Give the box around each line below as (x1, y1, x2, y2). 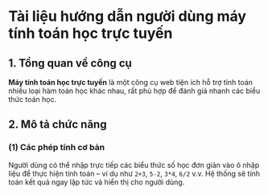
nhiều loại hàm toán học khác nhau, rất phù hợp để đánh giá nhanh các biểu (8, 86, 261, 95)
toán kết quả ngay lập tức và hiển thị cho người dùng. (8, 177, 185, 187)
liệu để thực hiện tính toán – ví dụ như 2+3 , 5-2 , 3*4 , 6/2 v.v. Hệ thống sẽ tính (8, 169, 260, 178)
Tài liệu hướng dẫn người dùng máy (8, 7, 247, 26)
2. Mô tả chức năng (8, 118, 107, 132)
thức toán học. (8, 95, 57, 104)
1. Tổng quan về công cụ (8, 56, 133, 70)
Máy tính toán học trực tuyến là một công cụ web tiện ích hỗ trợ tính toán (8, 78, 254, 87)
